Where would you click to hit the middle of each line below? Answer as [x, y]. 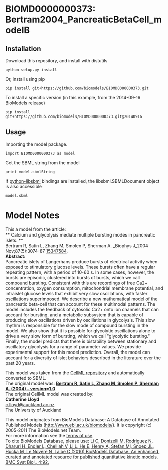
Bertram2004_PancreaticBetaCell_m [83, 19]
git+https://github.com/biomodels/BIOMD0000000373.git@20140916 [74, 116]
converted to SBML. [26, 378]
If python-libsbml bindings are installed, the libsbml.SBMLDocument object [82, 181]
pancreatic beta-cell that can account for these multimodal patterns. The [80, 304]
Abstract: [15, 256]
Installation [23, 48]
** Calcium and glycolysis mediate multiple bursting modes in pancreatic [80, 234]
